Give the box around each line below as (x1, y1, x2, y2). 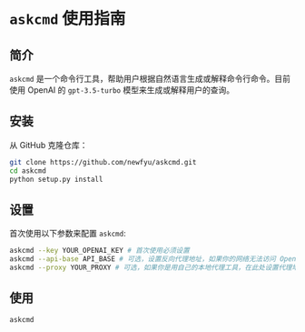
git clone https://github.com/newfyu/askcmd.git (9, 157, 197, 166)
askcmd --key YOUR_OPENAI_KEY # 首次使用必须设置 (9, 246, 191, 256)
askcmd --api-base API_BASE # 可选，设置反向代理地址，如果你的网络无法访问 (9, 255, 277, 264)
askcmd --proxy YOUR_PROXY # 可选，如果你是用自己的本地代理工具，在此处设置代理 (9, 263, 292, 272)
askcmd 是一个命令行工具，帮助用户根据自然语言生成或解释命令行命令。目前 (9, 74, 290, 84)
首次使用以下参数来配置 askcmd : (9, 228, 126, 239)
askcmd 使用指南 (9, 8, 126, 29)
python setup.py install (9, 175, 103, 184)
